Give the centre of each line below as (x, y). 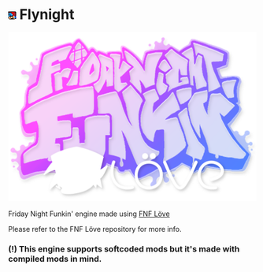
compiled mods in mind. (55, 259)
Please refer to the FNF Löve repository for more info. (95, 229)
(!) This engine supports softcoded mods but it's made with (124, 249)
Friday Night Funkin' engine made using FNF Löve (89, 214)
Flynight (47, 15)
